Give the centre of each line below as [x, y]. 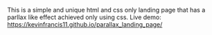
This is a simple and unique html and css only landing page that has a [106, 10]
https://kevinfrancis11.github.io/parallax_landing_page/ [85, 24]
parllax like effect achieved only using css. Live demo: [84, 17]
